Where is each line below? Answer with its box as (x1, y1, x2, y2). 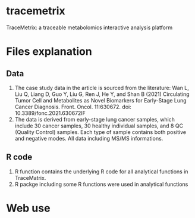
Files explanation (6, 45, 92, 58)
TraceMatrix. (14, 174, 46, 181)
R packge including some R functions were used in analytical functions (14, 180, 188, 188)
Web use (6, 201, 51, 215)
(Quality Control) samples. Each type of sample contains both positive (14, 128, 186, 135)
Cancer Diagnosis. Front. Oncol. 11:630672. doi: (14, 103, 132, 110)
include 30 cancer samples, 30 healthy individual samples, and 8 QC (14, 122, 183, 129)
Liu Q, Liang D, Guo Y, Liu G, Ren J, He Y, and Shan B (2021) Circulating (14, 91, 190, 98)
